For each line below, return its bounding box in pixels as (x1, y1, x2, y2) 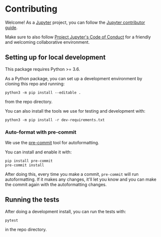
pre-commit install (5, 163, 44, 168)
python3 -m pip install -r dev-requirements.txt (5, 118, 105, 122)
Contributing (5, 3, 58, 15)
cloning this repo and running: (5, 81, 65, 86)
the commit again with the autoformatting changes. (5, 182, 107, 187)
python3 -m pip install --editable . (5, 90, 81, 95)
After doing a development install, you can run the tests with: (5, 208, 126, 214)
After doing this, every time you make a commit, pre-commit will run (5, 171, 139, 177)
